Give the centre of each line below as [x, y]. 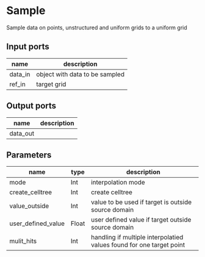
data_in [20, 74]
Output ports [31, 106]
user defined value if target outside [141, 220]
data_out [22, 133]
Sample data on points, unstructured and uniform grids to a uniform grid [97, 27]
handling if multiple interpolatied [137, 237]
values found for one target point [138, 245]
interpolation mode [118, 183]
